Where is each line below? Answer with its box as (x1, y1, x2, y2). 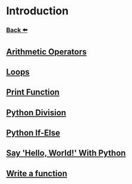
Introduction (6, 4, 69, 18)
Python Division (6, 108, 67, 118)
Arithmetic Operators (6, 47, 87, 57)
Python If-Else (6, 128, 61, 138)
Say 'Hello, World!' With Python (6, 148, 126, 158)
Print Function (6, 87, 60, 97)
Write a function (6, 168, 67, 179)
